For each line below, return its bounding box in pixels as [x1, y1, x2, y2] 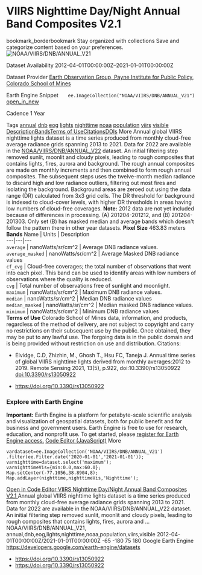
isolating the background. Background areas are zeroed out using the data [6, 186, 191, 193]
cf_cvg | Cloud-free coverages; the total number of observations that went [6, 262, 191, 270]
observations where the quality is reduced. [6, 275, 113, 282]
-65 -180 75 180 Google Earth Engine [101, 537, 194, 545]
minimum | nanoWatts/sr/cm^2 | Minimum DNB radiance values [6, 307, 159, 315]
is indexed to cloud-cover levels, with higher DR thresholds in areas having [6, 198, 192, 206]
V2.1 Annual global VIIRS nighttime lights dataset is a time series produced [6, 492, 191, 499]
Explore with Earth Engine [6, 397, 83, 406]
